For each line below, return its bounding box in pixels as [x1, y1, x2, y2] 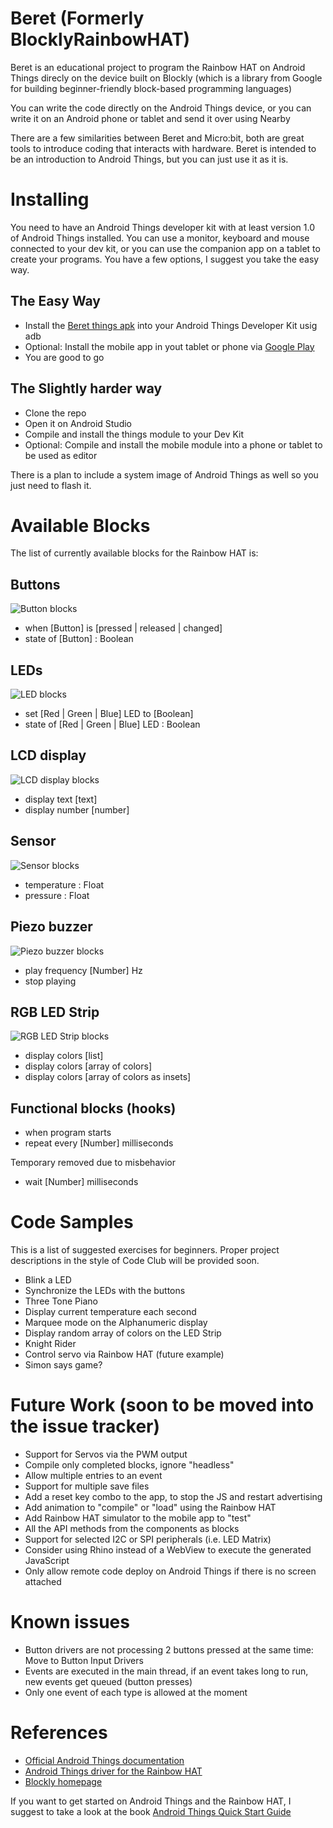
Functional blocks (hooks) [10, 1100, 177, 1117]
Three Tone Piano [24, 1295, 98, 1307]
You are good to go [24, 351, 105, 363]
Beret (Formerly [10, 7, 145, 30]
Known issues [10, 1611, 130, 1634]
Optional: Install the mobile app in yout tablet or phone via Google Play [24, 340, 315, 352]
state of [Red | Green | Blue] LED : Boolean [24, 718, 201, 731]
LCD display [10, 747, 87, 764]
